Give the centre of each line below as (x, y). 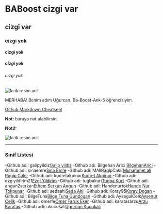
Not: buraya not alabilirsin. (32, 119)
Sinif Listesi (19, 155)
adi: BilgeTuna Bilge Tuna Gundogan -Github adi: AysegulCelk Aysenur (88, 196)
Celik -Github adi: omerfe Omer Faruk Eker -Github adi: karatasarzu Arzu (76, 201)
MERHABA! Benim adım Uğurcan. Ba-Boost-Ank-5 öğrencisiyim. (69, 100)
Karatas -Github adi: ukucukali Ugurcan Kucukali (53, 206)
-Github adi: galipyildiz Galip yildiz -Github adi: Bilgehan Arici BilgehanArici (79, 165)
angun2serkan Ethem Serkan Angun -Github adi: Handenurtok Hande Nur (77, 186)
